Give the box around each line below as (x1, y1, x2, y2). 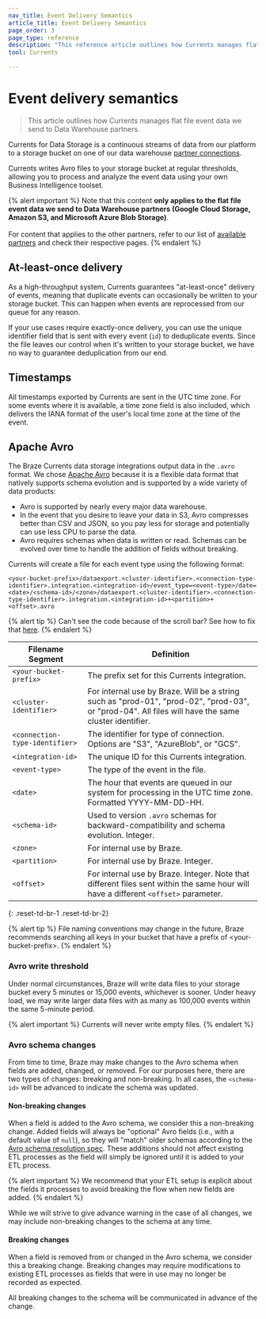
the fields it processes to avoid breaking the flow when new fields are (8, 1184, 235, 1194)
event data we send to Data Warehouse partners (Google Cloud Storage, (8, 204, 251, 213)
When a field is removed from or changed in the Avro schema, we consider (8, 1252, 253, 1262)
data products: (8, 486, 56, 496)
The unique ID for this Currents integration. (87, 752, 247, 763)
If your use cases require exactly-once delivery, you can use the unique (8, 322, 242, 332)
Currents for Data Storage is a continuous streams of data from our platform (8, 140, 256, 149)
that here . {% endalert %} (8, 625, 93, 635)
